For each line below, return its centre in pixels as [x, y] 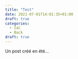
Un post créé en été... [27, 51]
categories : [17, 23]
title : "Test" [20, 10]
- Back [16, 32]
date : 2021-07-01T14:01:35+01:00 [39, 14]
